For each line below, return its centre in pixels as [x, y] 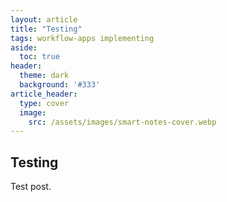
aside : [24, 47]
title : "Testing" [46, 29]
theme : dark [44, 76]
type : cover [44, 103]
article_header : [44, 94]
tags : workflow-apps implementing [82, 38]
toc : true [39, 57]
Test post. [31, 187]
